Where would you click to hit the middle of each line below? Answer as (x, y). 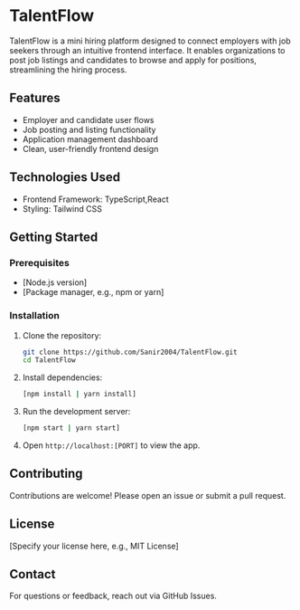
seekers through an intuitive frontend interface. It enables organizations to (148, 50)
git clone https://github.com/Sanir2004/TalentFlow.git (130, 352)
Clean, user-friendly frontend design (90, 148)
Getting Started (54, 237)
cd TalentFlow (49, 360)
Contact (33, 574)
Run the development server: (76, 412)
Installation (35, 316)
